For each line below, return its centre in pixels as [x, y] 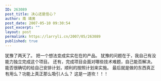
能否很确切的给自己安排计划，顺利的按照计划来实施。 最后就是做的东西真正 [80, 67]
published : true [21, 41]
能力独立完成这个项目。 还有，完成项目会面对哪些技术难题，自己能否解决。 [80, 62]
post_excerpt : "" [23, 28]
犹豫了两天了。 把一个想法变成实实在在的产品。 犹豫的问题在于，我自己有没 [80, 55]
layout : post [18, 32]
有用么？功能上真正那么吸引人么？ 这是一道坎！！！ [56, 74]
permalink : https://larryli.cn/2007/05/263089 [53, 37]
